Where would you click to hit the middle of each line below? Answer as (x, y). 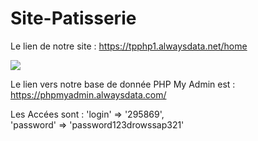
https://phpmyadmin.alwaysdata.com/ (88, 94)
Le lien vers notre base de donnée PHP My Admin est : (123, 84)
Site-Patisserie (73, 18)
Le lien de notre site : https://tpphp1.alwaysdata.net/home (129, 46)
